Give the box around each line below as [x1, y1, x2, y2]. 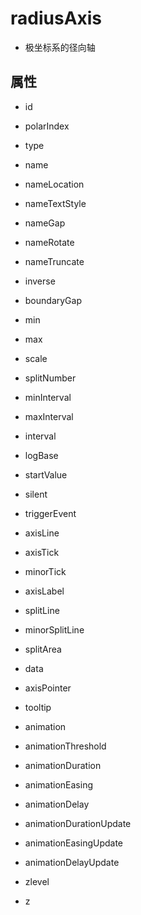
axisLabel [24, 585, 65, 597]
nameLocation [24, 178, 85, 190]
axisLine [24, 527, 60, 539]
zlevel [24, 875, 50, 887]
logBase [24, 449, 59, 461]
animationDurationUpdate [24, 817, 132, 829]
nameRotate [24, 236, 75, 248]
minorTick [24, 565, 67, 577]
